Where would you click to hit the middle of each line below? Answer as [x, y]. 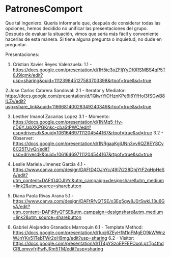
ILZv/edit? [16, 101]
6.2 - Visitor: [122, 238]
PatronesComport [44, 9]
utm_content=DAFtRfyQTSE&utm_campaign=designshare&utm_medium [88, 212]
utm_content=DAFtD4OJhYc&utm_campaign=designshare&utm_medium [88, 180]
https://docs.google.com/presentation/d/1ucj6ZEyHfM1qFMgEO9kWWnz [89, 233]
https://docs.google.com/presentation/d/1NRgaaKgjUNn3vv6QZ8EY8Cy [88, 144]
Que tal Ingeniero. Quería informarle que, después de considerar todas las [83, 23]
